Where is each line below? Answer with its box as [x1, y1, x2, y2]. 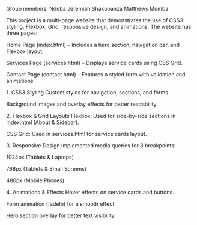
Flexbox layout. [6, 48, 44, 55]
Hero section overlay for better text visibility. [6, 212, 116, 219]
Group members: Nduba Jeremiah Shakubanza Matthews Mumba [6, 5, 169, 12]
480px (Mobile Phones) [6, 177, 65, 184]
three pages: [6, 29, 38, 37]
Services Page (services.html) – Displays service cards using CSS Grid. [6, 60, 183, 66]
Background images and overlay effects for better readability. [6, 100, 158, 108]
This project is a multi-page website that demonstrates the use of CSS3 [6, 17, 183, 23]
